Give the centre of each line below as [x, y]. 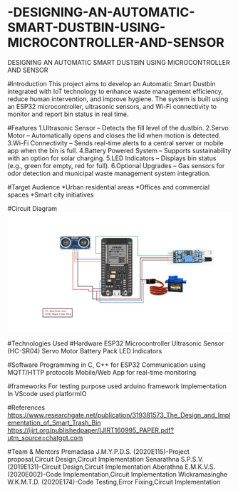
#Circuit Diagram [32, 208]
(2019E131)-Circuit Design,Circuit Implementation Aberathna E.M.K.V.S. [112, 467]
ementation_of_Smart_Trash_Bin [54, 423]
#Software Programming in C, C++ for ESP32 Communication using [107, 365]
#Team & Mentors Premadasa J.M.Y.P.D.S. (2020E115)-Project [99, 452]
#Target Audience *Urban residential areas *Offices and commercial [109, 187]
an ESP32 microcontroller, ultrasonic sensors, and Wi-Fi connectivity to [112, 106]
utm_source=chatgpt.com [45, 438]
